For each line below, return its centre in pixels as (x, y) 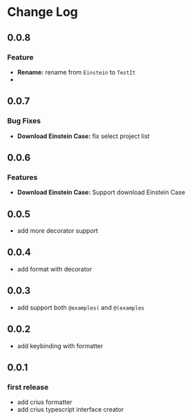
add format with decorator (55, 269)
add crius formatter (45, 402)
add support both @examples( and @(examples (81, 307)
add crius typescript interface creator (70, 410)
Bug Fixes (24, 121)
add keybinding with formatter (60, 345)
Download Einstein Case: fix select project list (83, 136)
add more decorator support (58, 231)
